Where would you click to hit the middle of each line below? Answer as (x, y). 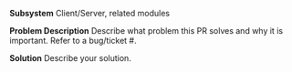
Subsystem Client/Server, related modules (90, 13)
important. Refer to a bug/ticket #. (73, 41)
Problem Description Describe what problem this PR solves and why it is (146, 31)
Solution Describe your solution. (71, 58)
